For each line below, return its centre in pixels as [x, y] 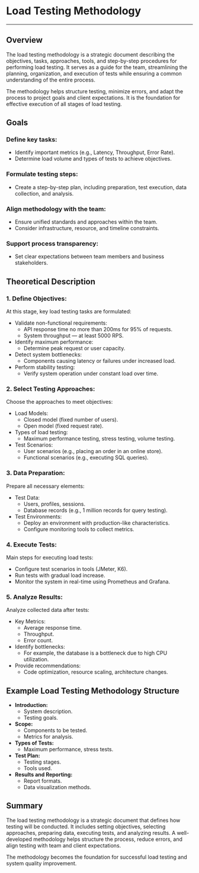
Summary [25, 806]
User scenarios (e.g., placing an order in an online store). [93, 451]
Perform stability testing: [45, 368]
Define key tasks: [32, 140]
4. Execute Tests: [32, 544]
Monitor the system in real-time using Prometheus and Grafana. [92, 582]
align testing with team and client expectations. [64, 845]
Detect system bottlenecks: [48, 354]
